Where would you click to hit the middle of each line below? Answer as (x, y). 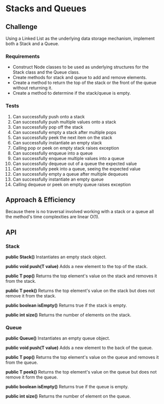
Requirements (23, 56)
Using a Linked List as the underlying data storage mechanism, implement (80, 38)
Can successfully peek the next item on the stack (62, 137)
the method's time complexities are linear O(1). (53, 217)
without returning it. (33, 88)
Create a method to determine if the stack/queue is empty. (72, 93)
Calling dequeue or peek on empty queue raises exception (72, 184)
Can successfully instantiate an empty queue (58, 179)
